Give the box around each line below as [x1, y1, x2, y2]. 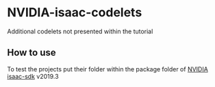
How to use [7, 47, 56, 58]
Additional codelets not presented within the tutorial [7, 27, 153, 35]
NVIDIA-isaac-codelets [7, 5, 142, 20]
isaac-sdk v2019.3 [7, 72, 60, 80]
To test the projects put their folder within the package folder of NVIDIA [7, 65, 209, 73]
